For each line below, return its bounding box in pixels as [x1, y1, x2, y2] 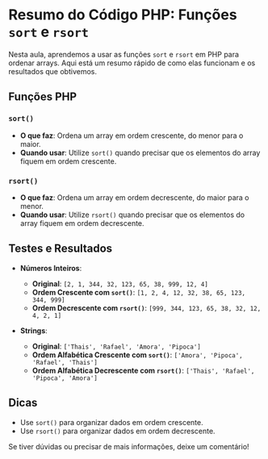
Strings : [19, 325, 48, 336]
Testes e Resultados [8, 242, 113, 256]
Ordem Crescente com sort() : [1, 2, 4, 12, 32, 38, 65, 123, [31, 287, 246, 297]
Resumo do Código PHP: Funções [8, 6, 237, 24]
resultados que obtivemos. [8, 66, 97, 76]
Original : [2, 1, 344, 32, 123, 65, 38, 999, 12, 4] [31, 278, 208, 288]
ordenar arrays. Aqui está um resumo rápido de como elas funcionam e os [8, 58, 256, 68]
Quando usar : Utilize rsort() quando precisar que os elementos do [19, 210, 245, 219]
